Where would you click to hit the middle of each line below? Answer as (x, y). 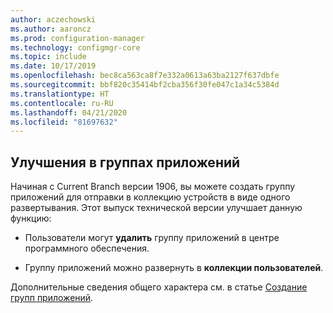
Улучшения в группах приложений (125, 162)
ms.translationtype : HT (60, 94)
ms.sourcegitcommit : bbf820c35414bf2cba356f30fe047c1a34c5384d (145, 85)
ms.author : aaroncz (51, 29)
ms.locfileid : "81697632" (64, 122)
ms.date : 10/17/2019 (53, 66)
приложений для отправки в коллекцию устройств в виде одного (150, 197)
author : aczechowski (53, 19)
